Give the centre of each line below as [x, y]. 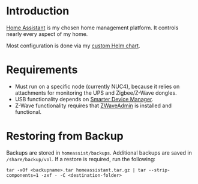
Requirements [42, 70]
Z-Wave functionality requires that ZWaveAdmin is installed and [93, 105]
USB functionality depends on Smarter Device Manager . [84, 99]
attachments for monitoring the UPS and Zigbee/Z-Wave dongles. [96, 93]
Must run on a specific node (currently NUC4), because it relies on [97, 86]
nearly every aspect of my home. [47, 34]
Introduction [38, 11]
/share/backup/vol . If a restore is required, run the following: [81, 159]
